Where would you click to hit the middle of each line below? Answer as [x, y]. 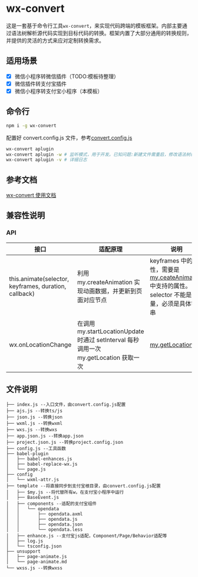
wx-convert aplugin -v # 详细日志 [47, 160]
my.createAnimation [105, 282]
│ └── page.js [26, 469]
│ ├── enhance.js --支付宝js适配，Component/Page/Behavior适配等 [87, 536]
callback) [22, 294]
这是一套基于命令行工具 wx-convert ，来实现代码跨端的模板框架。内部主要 [94, 25]
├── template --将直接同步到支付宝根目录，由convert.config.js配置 [83, 486]
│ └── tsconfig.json [34, 546]
